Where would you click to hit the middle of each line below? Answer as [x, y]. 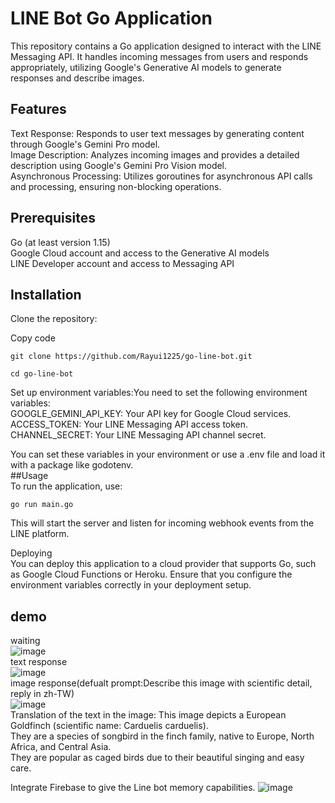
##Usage [29, 476]
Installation [46, 294]
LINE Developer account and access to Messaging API [122, 263]
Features [38, 109]
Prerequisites [53, 218]
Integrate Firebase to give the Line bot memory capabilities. [133, 788]
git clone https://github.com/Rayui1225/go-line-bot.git [131, 357]
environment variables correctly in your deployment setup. [131, 585]
